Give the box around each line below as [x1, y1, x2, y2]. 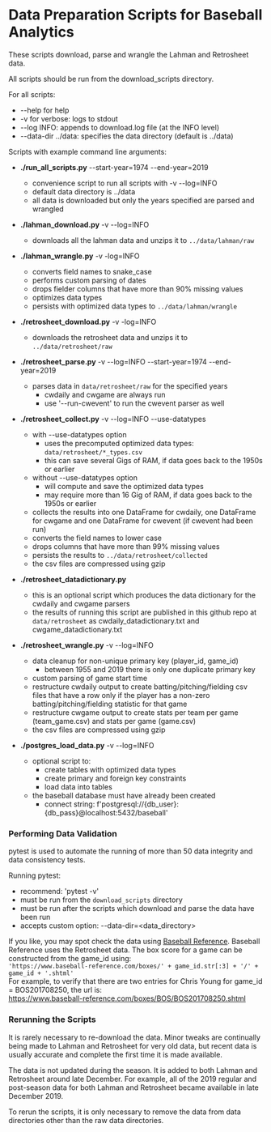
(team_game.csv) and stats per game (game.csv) [32, 716, 197, 726]
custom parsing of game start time [32, 673, 148, 683]
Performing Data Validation [8, 828, 117, 839]
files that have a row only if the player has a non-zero [32, 690, 210, 700]
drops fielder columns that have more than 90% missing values [32, 283, 243, 293]
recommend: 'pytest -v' [19, 887, 100, 896]
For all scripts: [8, 89, 56, 99]
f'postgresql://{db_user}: [96, 799, 180, 809]
